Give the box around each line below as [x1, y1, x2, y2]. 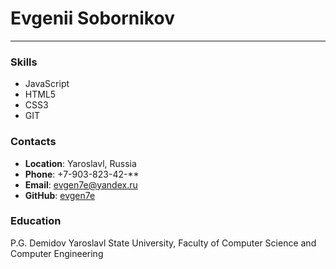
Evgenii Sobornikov [10, 7, 175, 30]
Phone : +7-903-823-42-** [24, 168, 140, 180]
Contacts [10, 135, 57, 149]
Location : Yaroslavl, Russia [24, 157, 137, 169]
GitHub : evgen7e [24, 189, 96, 201]
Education [10, 214, 62, 228]
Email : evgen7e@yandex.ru [24, 178, 138, 191]
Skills [10, 55, 38, 69]
